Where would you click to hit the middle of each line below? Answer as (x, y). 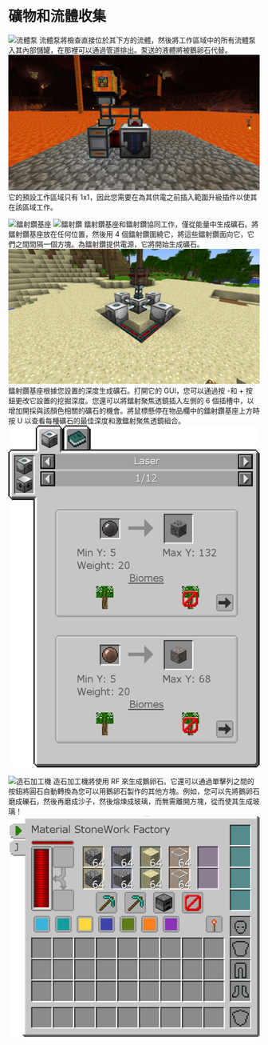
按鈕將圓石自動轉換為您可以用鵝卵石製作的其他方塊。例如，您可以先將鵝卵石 (134, 791)
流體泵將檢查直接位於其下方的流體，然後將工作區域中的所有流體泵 (147, 40)
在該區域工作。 (33, 207)
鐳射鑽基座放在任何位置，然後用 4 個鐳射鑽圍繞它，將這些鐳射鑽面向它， (128, 234)
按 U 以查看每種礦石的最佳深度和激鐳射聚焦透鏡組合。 (97, 421)
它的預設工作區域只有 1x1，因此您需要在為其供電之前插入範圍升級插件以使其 (133, 197)
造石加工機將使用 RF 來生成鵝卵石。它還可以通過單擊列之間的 (154, 781)
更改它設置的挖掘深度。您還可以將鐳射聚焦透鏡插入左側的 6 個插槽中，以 (134, 401)
